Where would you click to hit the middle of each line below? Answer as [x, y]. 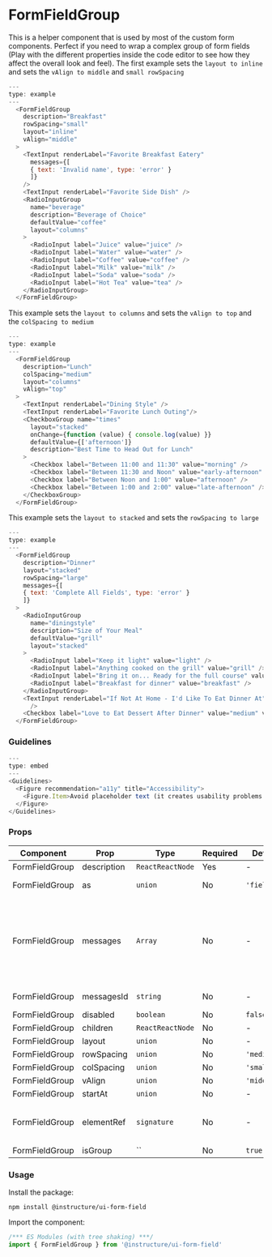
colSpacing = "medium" [57, 374]
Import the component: [47, 1222]
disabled [98, 1015]
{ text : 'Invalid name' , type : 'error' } [101, 169]
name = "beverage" [57, 207]
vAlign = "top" [45, 389]
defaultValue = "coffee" [68, 222]
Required [220, 853]
